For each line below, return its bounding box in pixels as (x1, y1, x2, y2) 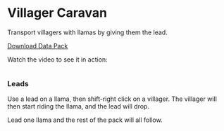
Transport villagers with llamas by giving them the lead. (7, 28, 168, 36)
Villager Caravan (7, 5, 108, 21)
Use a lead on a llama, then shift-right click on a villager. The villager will (7, 95, 217, 103)
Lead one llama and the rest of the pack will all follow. (7, 116, 163, 124)
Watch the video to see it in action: (7, 55, 108, 64)
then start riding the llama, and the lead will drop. (7, 102, 150, 111)
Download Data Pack (7, 41, 68, 50)
